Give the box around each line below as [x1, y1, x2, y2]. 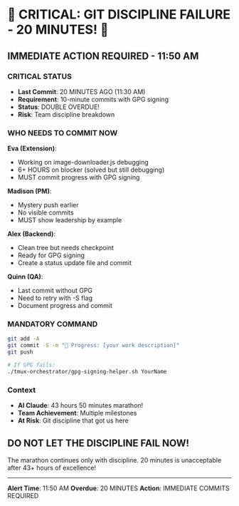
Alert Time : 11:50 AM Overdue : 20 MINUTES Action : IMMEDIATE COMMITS [7, 484, 230, 492]
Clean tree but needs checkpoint [17, 244, 114, 252]
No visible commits [17, 208, 74, 217]
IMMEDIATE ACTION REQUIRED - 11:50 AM [7, 50, 199, 62]
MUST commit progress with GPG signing [17, 173, 140, 182]
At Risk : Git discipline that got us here [17, 416, 129, 425]
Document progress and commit [17, 301, 112, 310]
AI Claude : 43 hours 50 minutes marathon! [17, 401, 144, 410]
